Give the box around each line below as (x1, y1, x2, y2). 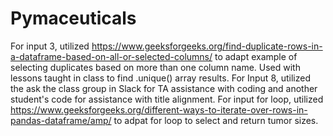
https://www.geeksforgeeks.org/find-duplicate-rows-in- (91, 40, 323, 52)
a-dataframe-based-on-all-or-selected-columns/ (10, 50, 213, 62)
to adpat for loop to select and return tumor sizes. (113, 114, 319, 126)
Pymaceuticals (10, 7, 137, 30)
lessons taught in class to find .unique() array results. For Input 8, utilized (10, 72, 311, 84)
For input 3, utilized (10, 40, 90, 52)
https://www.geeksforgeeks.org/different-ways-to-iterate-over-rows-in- (10, 103, 308, 116)
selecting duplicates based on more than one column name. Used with (10, 61, 301, 73)
